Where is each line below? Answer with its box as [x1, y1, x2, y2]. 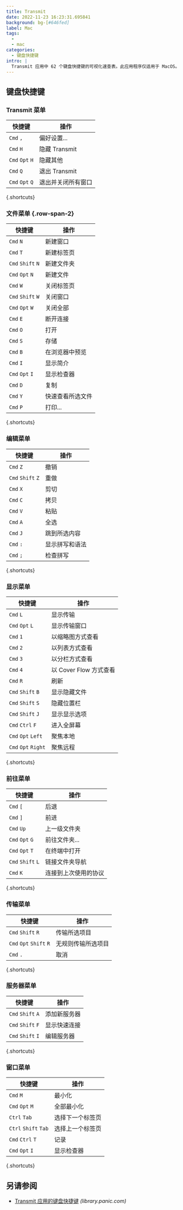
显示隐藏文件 [51, 688, 87, 696]
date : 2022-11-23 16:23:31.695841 [6, 14, 91, 20]
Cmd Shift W [9, 294, 40, 301]
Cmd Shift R [9, 929, 40, 936]
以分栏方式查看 [51, 655, 93, 663]
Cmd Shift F [9, 1021, 40, 1028]
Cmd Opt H [9, 157, 34, 164]
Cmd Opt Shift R [9, 940, 51, 947]
